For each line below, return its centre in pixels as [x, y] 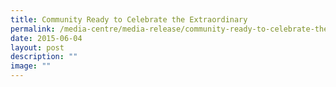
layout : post [37, 47]
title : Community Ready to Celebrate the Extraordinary [129, 19]
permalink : [33, 29]
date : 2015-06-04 [46, 38]
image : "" [31, 66]
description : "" [44, 57]
